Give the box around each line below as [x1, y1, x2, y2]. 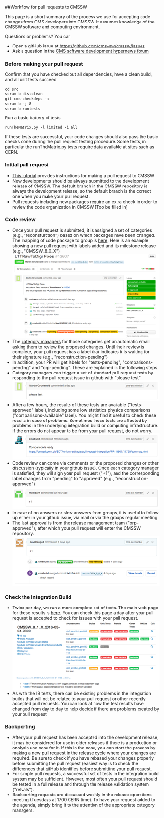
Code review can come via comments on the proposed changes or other [12, 460, 159, 466]
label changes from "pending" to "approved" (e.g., [12, 475, 114, 481]
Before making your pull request [5, 60, 83, 67]
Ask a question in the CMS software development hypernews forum [12, 48, 149, 54]
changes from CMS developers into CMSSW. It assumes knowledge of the [5, 19, 155, 24]
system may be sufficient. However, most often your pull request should [12, 776, 158, 782]
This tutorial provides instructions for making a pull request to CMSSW [12, 172, 154, 178]
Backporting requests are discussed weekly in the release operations [12, 792, 152, 797]
